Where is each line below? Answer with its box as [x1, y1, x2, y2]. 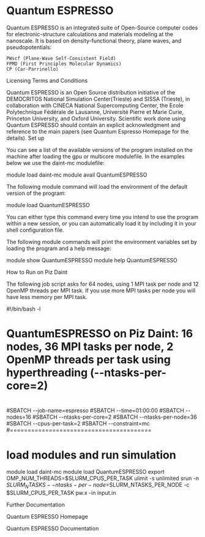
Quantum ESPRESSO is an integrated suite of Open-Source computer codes [6, 24, 198, 31]
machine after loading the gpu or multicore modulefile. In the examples [6, 153, 185, 160]
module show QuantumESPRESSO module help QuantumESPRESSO [6, 256, 177, 264]
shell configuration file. [6, 226, 64, 234]
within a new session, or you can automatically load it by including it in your [6, 219, 197, 227]
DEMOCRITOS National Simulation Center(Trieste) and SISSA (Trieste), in [6, 95, 190, 102]
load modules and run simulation [6, 448, 176, 462]
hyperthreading [6, 366, 88, 380]
